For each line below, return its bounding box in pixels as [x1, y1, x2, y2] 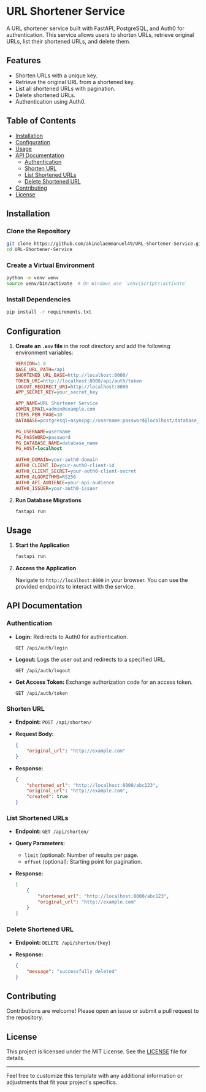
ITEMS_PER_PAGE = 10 [15, 412, 63, 418]
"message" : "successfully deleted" [26, 968, 118, 974]
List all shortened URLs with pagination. [15, 85, 116, 92]
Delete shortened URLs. [15, 91, 76, 99]
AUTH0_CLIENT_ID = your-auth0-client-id [15, 462, 115, 469]
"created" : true [26, 794, 68, 800]
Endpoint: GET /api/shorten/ [15, 827, 90, 835]
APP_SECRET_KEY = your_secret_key [15, 389, 98, 395]
